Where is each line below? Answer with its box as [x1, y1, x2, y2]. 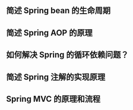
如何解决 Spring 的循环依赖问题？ [6, 50, 129, 60]
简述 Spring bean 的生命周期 [6, 5, 111, 16]
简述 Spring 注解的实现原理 [6, 72, 106, 82]
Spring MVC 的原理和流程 [6, 94, 101, 104]
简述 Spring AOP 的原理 [6, 27, 93, 37]
